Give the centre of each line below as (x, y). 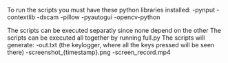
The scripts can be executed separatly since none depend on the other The (114, 30)
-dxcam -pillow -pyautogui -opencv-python (99, 17)
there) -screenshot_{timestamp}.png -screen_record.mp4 (89, 52)
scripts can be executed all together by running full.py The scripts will (106, 38)
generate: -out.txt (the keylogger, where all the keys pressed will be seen (111, 45)
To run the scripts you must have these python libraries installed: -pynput (111, 10)
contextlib (21, 17)
